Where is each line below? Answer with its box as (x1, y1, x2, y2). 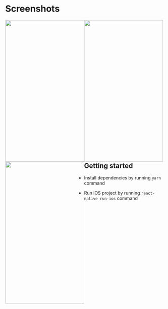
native (84, 196, 98, 202)
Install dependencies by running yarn (84, 175, 161, 181)
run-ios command (100, 195, 138, 202)
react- (141, 191, 155, 196)
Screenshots (5, 3, 60, 15)
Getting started (84, 161, 133, 170)
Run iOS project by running (84, 190, 140, 196)
